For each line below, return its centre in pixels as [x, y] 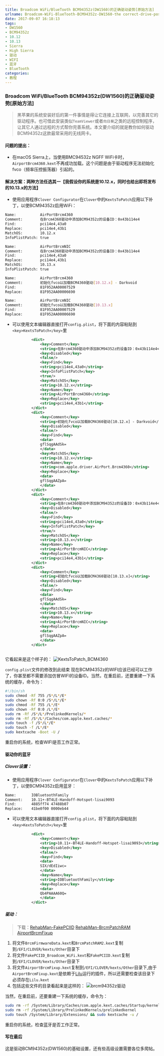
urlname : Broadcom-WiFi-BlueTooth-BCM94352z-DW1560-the [63, 14]
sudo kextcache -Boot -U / [32, 732]
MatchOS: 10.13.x [30, 265]
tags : [10, 23]
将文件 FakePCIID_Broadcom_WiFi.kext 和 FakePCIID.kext [67, 955]
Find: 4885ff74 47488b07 [37, 804]
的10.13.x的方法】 [23, 188]
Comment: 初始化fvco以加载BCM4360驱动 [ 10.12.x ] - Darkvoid [71, 283]
